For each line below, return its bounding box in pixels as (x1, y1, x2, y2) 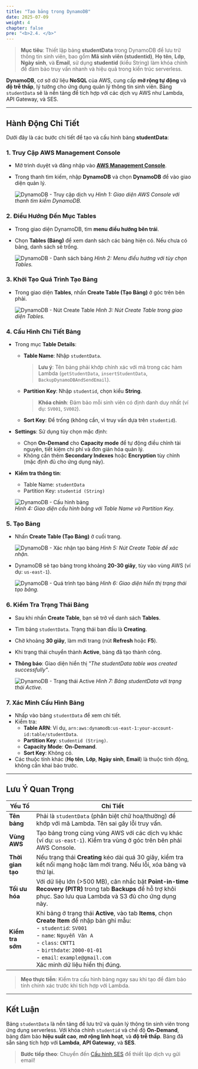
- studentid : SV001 (36, 924, 87, 932)
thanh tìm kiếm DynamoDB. (14, 197, 82, 204)
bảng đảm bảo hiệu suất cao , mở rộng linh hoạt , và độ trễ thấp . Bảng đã (6, 1032, 184, 1040)
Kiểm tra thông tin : (14, 469, 62, 477)
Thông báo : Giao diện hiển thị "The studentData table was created (14, 660, 177, 667)
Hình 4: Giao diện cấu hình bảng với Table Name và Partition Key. (14, 505, 175, 512)
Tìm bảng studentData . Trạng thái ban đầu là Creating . (14, 625, 147, 633)
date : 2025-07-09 (6, 14, 49, 20)
